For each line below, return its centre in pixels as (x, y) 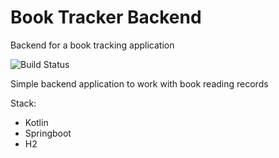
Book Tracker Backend (106, 17)
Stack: (23, 103)
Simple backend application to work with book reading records (139, 83)
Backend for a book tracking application (92, 45)
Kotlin (36, 122)
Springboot (48, 133)
